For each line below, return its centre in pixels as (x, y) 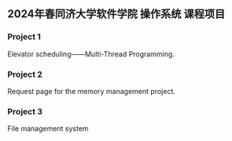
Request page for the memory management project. (92, 91)
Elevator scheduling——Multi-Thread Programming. (91, 54)
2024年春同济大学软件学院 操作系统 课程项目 (116, 14)
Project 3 (25, 111)
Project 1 (24, 37)
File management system (48, 128)
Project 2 (25, 74)
